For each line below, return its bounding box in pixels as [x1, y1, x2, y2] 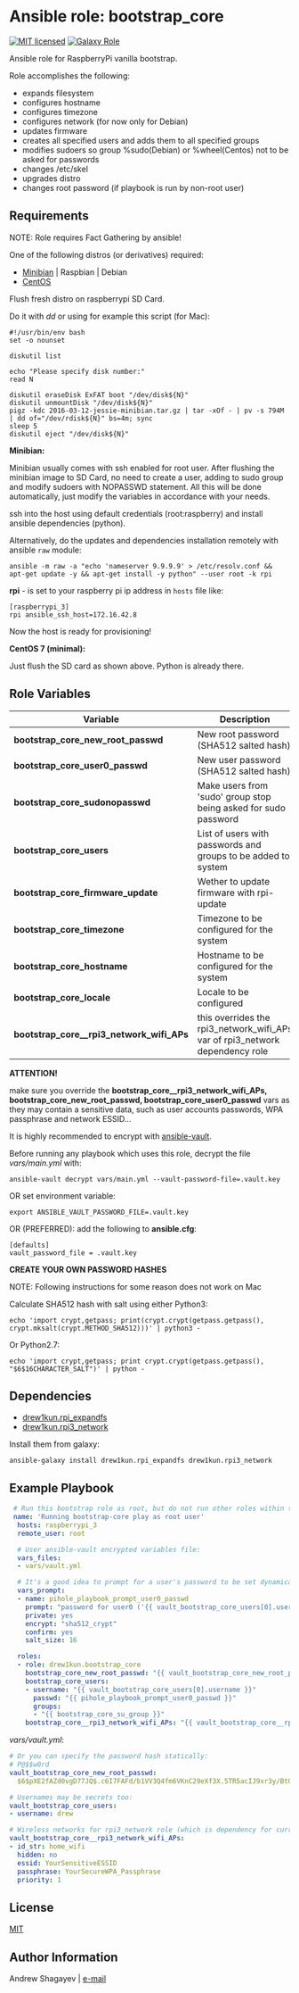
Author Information [9, 1949, 118, 1964]
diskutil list [9, 351, 62, 361]
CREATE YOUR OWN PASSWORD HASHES [9, 1264, 167, 1275]
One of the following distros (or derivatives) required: [9, 249, 205, 260]
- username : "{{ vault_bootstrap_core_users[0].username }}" [25, 1685, 256, 1694]
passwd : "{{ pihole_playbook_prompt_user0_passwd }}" [32, 1693, 238, 1702]
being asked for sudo [197, 801, 287, 814]
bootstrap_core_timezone [13, 923, 125, 935]
